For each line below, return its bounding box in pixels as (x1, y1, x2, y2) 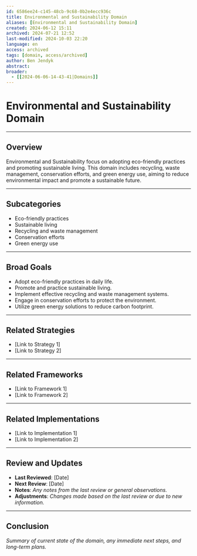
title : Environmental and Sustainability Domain (6, 14, 127, 20)
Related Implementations (6, 414, 100, 424)
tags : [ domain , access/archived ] (6, 52, 88, 58)
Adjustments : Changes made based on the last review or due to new (14, 493, 183, 500)
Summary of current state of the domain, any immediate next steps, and (6, 537, 181, 544)
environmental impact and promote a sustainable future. (6, 177, 142, 184)
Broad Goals (6, 262, 52, 272)
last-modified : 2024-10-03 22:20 (6, 36, 88, 42)
